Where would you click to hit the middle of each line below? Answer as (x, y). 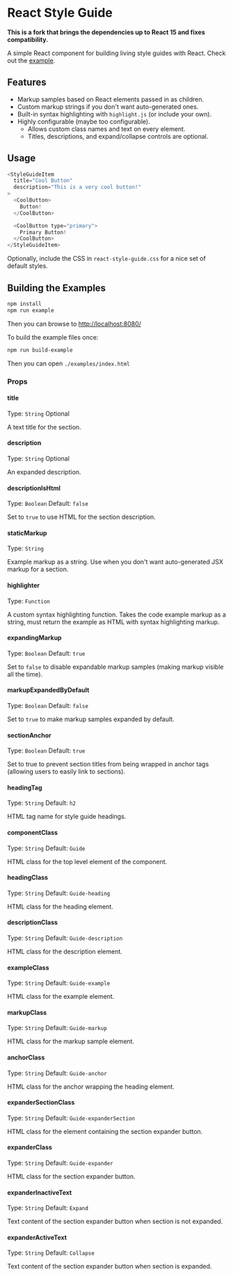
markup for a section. (38, 569)
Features (27, 83)
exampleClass (28, 967)
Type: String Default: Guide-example (59, 983)
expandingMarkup (34, 638)
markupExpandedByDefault (48, 690)
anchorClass (26, 1057)
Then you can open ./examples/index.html (69, 363)
